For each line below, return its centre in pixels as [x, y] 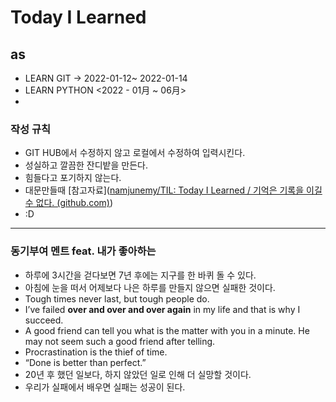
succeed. [44, 320]
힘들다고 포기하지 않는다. [73, 178]
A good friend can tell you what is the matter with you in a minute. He [167, 330]
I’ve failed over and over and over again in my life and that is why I [162, 309]
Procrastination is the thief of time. [96, 352]
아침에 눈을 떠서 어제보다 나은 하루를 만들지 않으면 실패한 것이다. [150, 287]
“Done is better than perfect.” [85, 362]
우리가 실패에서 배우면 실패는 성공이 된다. [105, 387]
